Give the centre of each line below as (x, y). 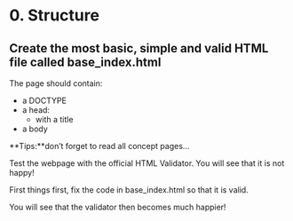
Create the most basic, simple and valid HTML (139, 48)
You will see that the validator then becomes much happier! (118, 207)
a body (35, 129)
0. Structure (55, 16)
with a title (54, 119)
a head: (36, 110)
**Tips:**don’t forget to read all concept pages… (99, 146)
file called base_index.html (85, 62)
